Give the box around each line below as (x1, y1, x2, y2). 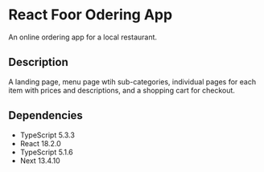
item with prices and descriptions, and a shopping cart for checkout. (8, 85, 236, 95)
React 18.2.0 (19, 138, 62, 148)
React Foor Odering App (8, 6, 173, 24)
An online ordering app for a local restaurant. (8, 32, 158, 42)
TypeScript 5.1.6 (19, 147, 74, 157)
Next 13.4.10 (19, 155, 60, 166)
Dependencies (8, 109, 83, 122)
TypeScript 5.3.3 (19, 130, 75, 140)
